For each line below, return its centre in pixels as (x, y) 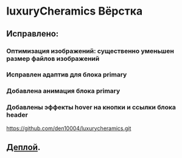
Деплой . (23, 147)
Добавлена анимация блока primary (63, 91)
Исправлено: (33, 34)
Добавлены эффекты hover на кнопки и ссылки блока (91, 108)
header (17, 115)
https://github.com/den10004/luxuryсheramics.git (69, 128)
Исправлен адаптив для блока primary (67, 75)
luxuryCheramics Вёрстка (75, 11)
